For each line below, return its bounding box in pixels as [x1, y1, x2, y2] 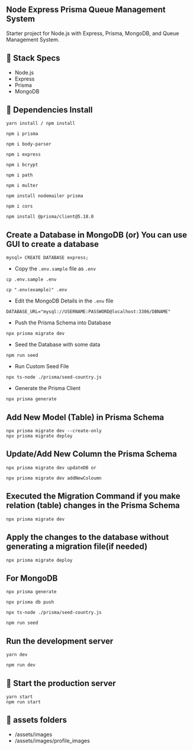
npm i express [6, 152, 41, 157]
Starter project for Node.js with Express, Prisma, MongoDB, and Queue [6, 30, 179, 37]
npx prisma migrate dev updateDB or [6, 465, 96, 471]
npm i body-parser [6, 141, 52, 147]
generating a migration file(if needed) [6, 542, 148, 552]
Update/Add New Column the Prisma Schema [6, 449, 178, 459]
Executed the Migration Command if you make [6, 491, 181, 501]
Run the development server [6, 636, 114, 646]
